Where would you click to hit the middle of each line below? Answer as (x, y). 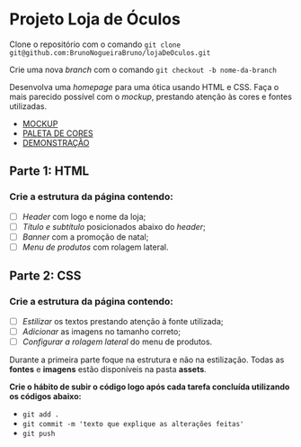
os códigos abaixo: (45, 396)
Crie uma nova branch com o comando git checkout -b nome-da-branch (143, 69)
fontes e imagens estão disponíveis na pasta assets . (108, 369)
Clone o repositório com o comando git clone (95, 44)
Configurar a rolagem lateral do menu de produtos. (117, 342)
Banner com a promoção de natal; (85, 237)
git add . (41, 415)
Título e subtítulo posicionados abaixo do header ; (114, 226)
